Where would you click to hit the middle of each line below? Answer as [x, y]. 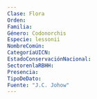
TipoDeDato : [24, 78]
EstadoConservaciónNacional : [49, 59]
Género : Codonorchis [37, 33]
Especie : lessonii [34, 40]
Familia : [20, 26]
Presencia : [23, 72]
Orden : [17, 20]
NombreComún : [26, 46]
